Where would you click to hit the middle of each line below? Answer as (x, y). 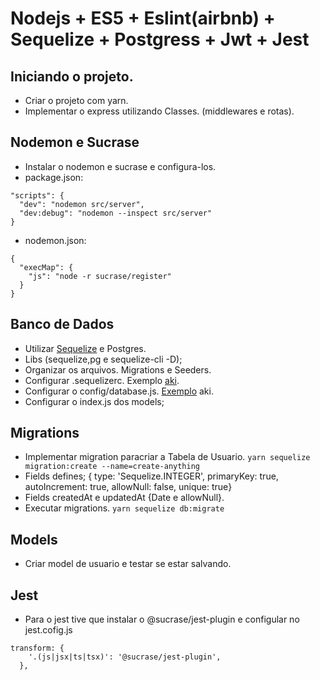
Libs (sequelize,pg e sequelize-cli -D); (103, 359)
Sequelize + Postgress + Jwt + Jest (160, 39)
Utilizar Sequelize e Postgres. (85, 348)
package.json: (54, 177)
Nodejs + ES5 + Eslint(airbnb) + (143, 18)
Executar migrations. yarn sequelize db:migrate (124, 508)
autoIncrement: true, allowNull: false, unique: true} (128, 487)
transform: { (37, 648)
